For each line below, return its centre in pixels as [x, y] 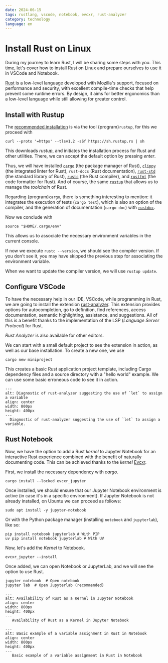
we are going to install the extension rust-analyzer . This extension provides [83, 304]
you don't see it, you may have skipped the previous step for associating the [84, 256]
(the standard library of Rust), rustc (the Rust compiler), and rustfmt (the [81, 176]
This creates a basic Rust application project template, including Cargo [78, 369]
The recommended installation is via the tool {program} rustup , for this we [81, 127]
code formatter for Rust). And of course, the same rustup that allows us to [82, 182]
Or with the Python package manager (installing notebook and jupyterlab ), [82, 519]
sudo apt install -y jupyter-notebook [46, 510]
